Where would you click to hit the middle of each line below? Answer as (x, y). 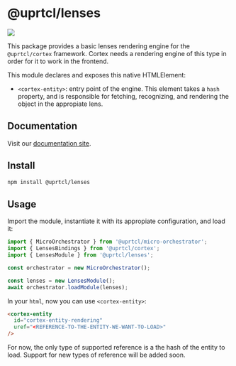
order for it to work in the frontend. (58, 61)
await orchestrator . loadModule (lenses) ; (68, 287)
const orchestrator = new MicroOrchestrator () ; (79, 268)
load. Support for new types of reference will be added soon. (96, 355)
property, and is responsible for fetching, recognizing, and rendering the (123, 96)
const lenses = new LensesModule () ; (61, 281)
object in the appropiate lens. (60, 104)
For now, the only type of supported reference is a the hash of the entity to (116, 347)
